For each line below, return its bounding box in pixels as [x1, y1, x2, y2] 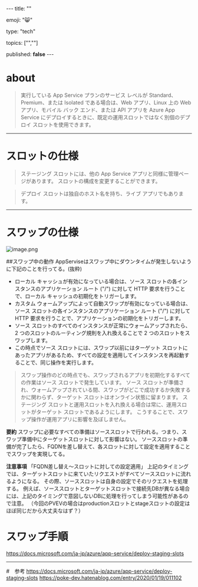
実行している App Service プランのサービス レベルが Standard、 [20, 91, 177, 99]
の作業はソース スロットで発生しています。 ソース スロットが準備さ [20, 379, 184, 386]
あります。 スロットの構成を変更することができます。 [31, 177, 161, 185]
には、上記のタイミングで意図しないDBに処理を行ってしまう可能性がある [6, 492, 184, 499]
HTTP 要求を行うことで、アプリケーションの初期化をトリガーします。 [14, 314, 184, 322]
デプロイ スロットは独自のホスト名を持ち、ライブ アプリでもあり [20, 190, 179, 197]
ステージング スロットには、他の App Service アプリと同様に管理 [20, 170, 179, 177]
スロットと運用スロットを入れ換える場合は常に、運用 [48, 401, 177, 408]
